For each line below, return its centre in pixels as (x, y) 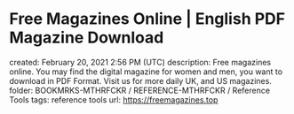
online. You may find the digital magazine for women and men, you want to (146, 72)
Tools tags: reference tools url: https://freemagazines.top (114, 99)
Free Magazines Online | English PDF (147, 19)
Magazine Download (87, 38)
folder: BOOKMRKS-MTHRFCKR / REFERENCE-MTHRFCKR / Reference (140, 90)
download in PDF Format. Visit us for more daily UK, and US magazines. (141, 80)
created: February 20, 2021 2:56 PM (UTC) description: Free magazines (140, 62)
